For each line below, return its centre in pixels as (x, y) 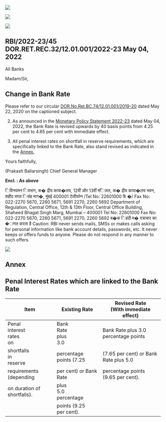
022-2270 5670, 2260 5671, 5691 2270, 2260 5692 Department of (73, 202)
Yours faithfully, (21, 161)
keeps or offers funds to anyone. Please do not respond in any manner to (80, 234)
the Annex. (23, 152)
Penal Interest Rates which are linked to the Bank (82, 281)
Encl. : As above (22, 181)
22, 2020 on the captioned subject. (41, 111)
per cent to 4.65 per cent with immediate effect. (61, 131)
